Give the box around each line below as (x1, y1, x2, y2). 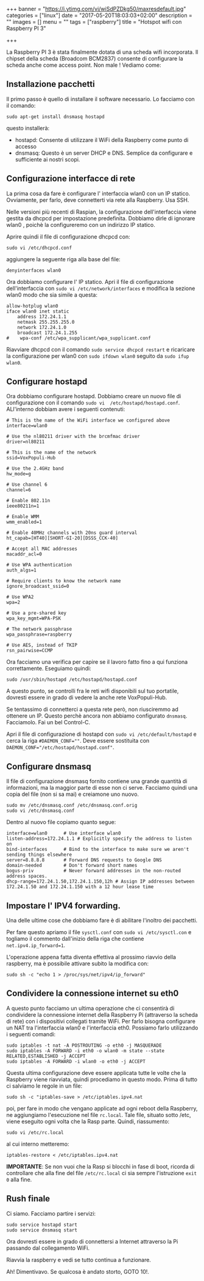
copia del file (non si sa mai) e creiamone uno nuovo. (6, 790, 139, 798)
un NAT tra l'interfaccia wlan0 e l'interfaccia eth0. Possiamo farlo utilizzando (6, 1024, 199, 1031)
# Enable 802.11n (6, 498, 51, 504)
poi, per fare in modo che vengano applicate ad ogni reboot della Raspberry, (6, 1104, 198, 1112)
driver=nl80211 (6, 439, 45, 445)
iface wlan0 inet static (6, 308, 69, 314)
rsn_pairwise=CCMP (6, 648, 53, 654)
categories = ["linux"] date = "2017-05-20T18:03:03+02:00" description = (6, 12, 193, 19)
